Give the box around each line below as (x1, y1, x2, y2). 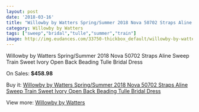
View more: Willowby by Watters (6, 99, 85, 106)
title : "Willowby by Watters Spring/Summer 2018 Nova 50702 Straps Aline (6, 19, 192, 25)
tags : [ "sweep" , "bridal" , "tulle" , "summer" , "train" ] (6, 31, 136, 37)
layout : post (6, 8, 38, 15)
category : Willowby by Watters (6, 25, 84, 31)
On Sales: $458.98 (6, 70, 53, 77)
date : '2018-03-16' (6, 14, 54, 20)
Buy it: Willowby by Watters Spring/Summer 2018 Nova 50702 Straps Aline (6, 81, 188, 88)
